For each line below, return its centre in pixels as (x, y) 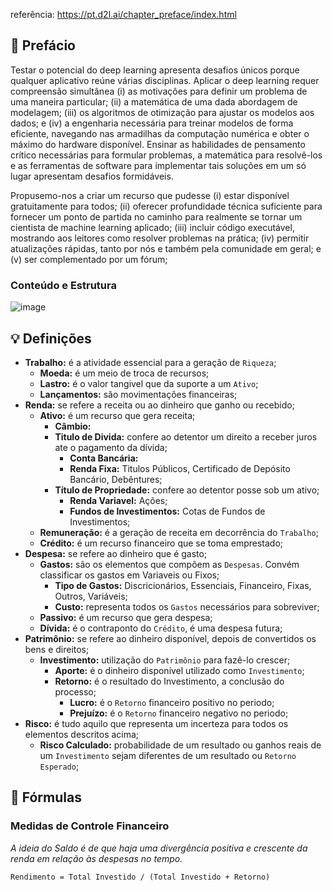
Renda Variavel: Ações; (118, 500)
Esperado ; (59, 766)
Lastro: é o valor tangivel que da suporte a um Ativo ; (149, 383)
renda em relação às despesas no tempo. (96, 858)
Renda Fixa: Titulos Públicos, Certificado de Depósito (180, 468)
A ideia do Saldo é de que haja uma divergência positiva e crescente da (159, 848)
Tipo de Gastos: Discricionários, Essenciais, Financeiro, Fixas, (183, 585)
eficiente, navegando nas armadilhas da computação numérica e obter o (160, 133)
